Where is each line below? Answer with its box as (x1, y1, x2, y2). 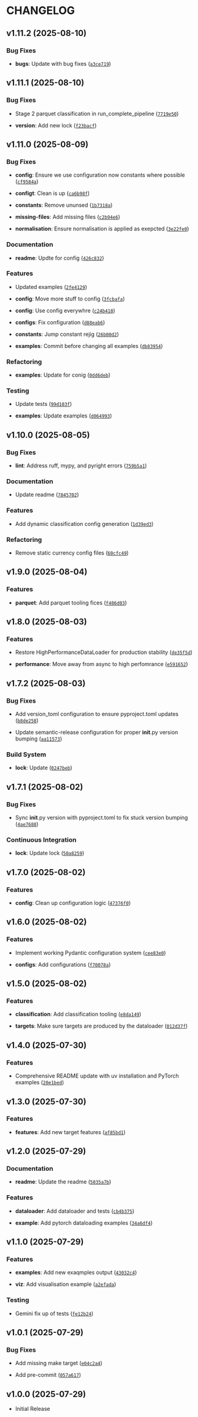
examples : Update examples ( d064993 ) (15, 412, 113, 419)
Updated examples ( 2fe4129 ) (15, 283, 87, 290)
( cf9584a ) (15, 178, 39, 185)
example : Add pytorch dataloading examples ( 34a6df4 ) (15, 1219, 153, 1226)
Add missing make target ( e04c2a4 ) (15, 1360, 102, 1367)
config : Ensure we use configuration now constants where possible (15, 171, 185, 179)
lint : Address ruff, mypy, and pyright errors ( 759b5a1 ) (15, 462, 147, 469)
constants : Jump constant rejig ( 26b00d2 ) (15, 330, 119, 338)
